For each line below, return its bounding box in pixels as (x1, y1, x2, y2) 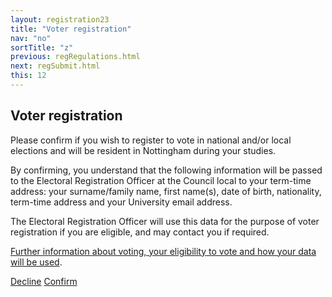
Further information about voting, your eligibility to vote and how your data (10, 245, 317, 257)
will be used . (10, 256, 63, 268)
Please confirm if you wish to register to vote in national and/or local (10, 134, 292, 146)
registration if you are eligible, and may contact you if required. (10, 226, 270, 238)
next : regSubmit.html (10, 61, 101, 71)
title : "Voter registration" (10, 24, 132, 34)
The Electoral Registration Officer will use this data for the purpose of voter (10, 215, 320, 227)
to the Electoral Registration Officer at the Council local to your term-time (10, 174, 312, 186)
